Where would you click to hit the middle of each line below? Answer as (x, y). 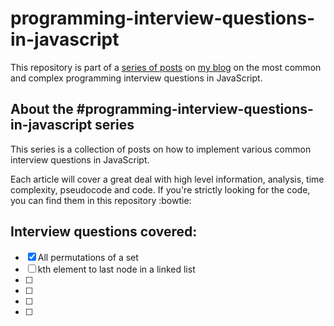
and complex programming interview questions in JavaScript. (136, 78)
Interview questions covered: (104, 232)
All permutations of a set (88, 257)
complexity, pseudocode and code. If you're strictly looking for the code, (160, 189)
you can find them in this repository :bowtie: (101, 200)
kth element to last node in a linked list (116, 269)
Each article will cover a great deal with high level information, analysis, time (167, 179)
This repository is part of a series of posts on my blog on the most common (166, 67)
